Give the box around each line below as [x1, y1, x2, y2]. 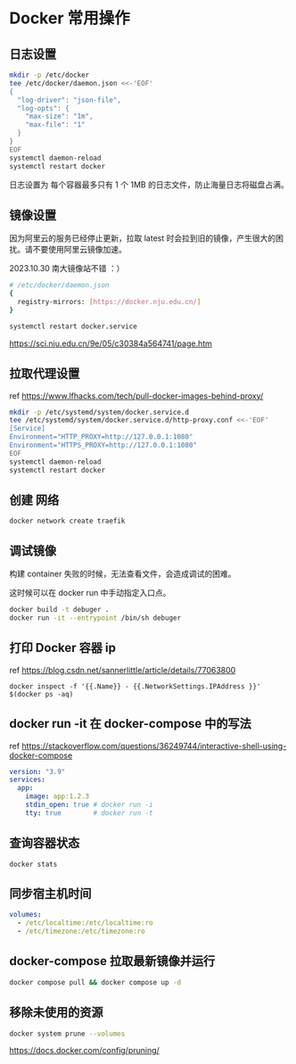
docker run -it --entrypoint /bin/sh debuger [9, 614, 181, 623]
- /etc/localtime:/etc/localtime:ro [17, 919, 153, 928]
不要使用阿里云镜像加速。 [32, 244, 127, 255]
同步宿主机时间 [9, 886, 92, 901]
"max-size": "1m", [25, 112, 94, 121]
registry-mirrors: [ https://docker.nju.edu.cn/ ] [17, 298, 201, 307]
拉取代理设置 [9, 367, 80, 382]
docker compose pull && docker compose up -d [9, 977, 181, 986]
